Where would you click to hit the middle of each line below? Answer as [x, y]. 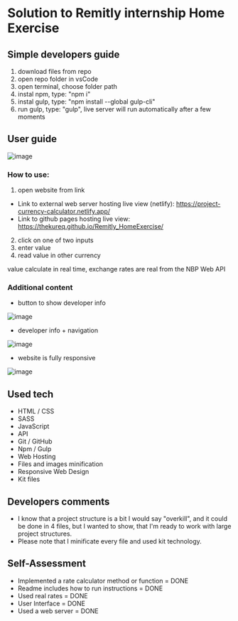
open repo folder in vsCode [58, 79]
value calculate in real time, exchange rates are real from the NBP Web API [117, 269]
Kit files [29, 479]
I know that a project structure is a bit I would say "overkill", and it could [122, 519]
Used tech [31, 394]
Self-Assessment [47, 564]
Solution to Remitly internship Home [116, 13]
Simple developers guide [64, 54]
